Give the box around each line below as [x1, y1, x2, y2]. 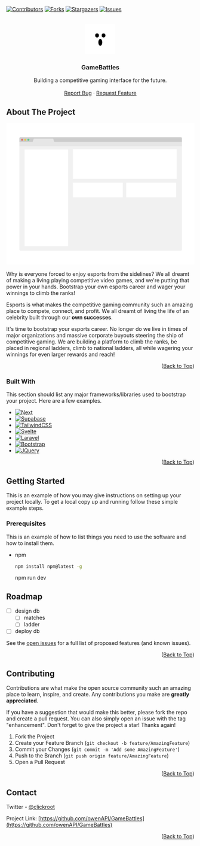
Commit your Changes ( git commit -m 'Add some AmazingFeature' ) [14, 745, 180, 753]
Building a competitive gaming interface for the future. [33, 77, 167, 84]
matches [23, 614, 45, 622]
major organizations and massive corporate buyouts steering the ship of [6, 332, 184, 339]
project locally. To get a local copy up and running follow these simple [6, 498, 178, 506]
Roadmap [6, 591, 43, 601]
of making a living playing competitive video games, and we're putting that [6, 277, 190, 284]
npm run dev [14, 574, 47, 582]
